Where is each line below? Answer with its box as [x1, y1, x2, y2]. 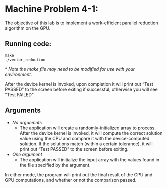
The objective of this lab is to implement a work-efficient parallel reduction [5, 20, 158, 26]
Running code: [5, 40, 52, 48]
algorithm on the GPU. [5, 25, 51, 31]
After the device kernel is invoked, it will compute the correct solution [19, 130, 163, 136]
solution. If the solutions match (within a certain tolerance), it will [19, 141, 153, 147]
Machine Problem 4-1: [5, 3, 99, 15]
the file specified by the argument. [19, 162, 91, 168]
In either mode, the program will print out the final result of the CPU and [5, 171, 153, 178]
